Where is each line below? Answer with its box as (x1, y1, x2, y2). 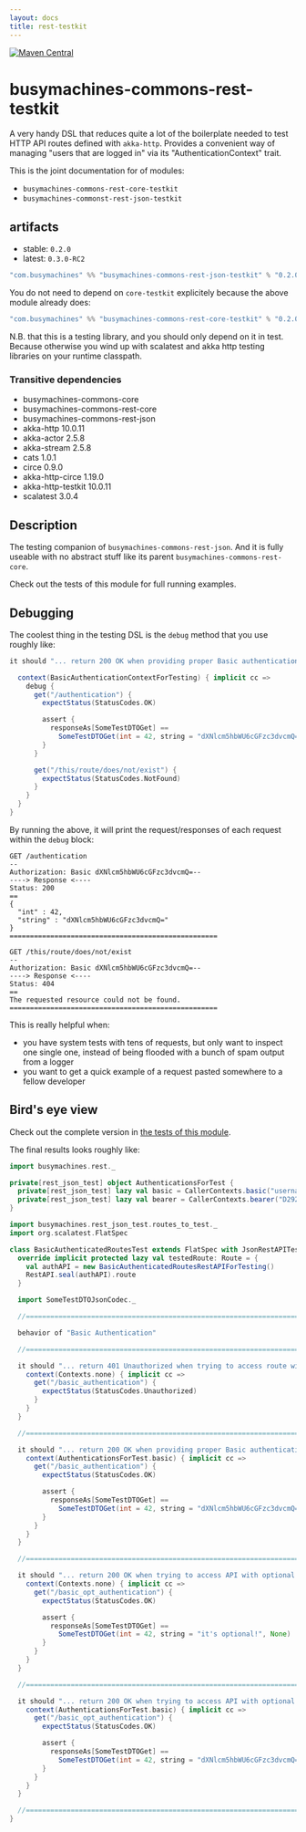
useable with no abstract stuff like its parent (9, 551, 175, 562)
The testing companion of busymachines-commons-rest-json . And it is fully (9, 542, 284, 553)
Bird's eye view (9, 1102, 98, 1118)
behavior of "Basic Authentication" (17, 1328, 157, 1338)
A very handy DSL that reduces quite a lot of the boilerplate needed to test (9, 129, 289, 140)
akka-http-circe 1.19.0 (22, 472, 105, 483)
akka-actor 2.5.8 (22, 432, 85, 443)
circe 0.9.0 (22, 462, 64, 473)
